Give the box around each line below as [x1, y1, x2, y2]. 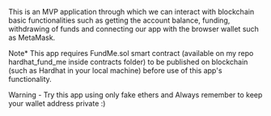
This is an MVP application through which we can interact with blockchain [8, 7, 255, 16]
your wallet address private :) [8, 99, 106, 108]
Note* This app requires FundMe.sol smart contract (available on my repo [8, 49, 254, 58]
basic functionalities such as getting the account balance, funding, [8, 15, 231, 25]
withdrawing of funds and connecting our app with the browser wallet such [8, 24, 259, 33]
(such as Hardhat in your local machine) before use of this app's [8, 66, 222, 75]
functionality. [8, 75, 53, 84]
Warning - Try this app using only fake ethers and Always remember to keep [8, 90, 263, 100]
